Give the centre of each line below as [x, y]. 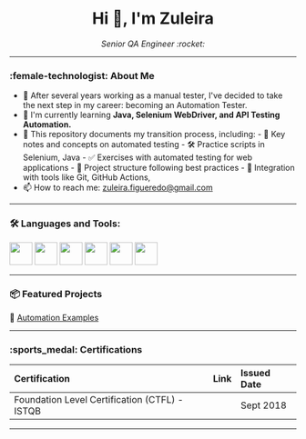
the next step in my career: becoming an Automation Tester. [135, 105]
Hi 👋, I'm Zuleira [153, 19]
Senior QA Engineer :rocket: [153, 44]
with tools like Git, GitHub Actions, [87, 177]
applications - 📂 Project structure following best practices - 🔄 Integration [159, 168]
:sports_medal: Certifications [76, 349]
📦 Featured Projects [56, 294]
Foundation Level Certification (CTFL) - [99, 400]
